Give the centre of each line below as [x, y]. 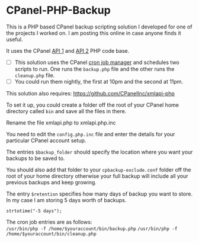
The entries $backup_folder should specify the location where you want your [99, 152]
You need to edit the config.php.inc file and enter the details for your [91, 135]
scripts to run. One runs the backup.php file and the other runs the [94, 69]
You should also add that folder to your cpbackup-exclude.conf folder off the [99, 170]
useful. [15, 39]
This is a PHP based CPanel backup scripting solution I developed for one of [99, 27]
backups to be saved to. [36, 158]
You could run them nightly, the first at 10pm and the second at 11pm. [99, 81]
